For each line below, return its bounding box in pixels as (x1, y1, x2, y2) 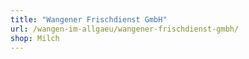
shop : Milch (10, 33, 60, 43)
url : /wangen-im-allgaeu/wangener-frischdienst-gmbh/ (10, 24, 240, 34)
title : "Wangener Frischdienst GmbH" (10, 14, 168, 25)
